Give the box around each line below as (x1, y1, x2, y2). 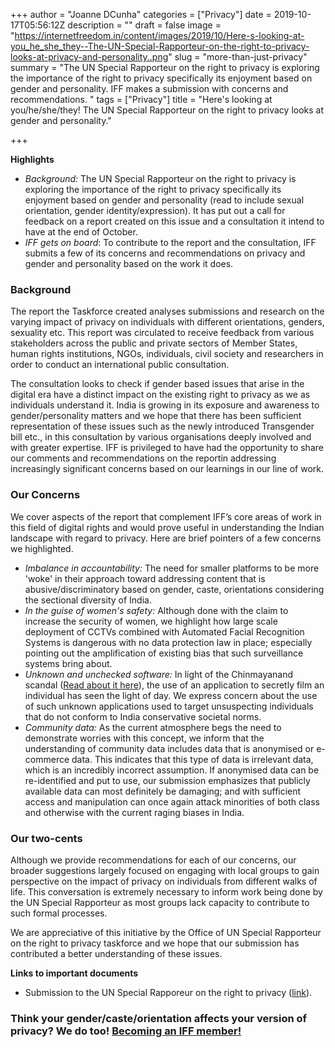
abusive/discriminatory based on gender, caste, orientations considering (24, 583, 325, 595)
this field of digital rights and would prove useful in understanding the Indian (10, 521, 325, 533)
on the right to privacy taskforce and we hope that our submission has (10, 937, 300, 949)
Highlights (10, 154, 55, 165)
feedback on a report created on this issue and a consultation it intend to (24, 215, 325, 227)
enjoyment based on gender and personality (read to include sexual (24, 194, 305, 206)
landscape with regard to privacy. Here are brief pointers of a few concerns (10, 532, 322, 544)
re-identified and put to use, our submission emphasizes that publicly (24, 774, 311, 786)
